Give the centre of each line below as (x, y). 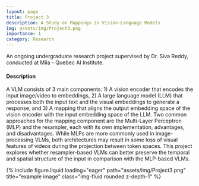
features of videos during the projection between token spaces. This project (99, 146)
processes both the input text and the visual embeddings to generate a (93, 102)
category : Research (30, 39)
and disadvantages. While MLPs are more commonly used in (80, 134)
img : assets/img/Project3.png (44, 28)
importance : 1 (24, 34)
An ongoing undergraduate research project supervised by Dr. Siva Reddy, (97, 56)
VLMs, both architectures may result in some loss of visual (106, 140)
